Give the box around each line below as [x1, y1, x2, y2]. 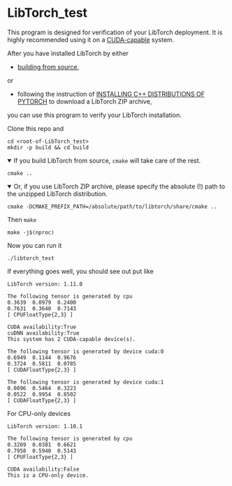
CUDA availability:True [7, 324, 77, 331]
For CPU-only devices [7, 409, 71, 417]
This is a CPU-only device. [7, 471, 89, 479]
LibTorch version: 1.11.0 [7, 280, 82, 288]
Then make [7, 215, 37, 223]
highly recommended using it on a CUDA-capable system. [7, 35, 175, 43]
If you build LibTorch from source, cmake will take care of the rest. [13, 156, 201, 165]
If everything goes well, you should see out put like [7, 267, 154, 275]
